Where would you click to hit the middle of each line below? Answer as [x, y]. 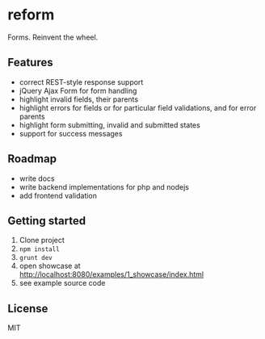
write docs [37, 178]
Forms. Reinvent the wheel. [53, 37]
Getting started [47, 221]
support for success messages [71, 133]
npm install [39, 249]
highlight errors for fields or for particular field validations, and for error [138, 107]
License [28, 308]
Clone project [42, 241]
